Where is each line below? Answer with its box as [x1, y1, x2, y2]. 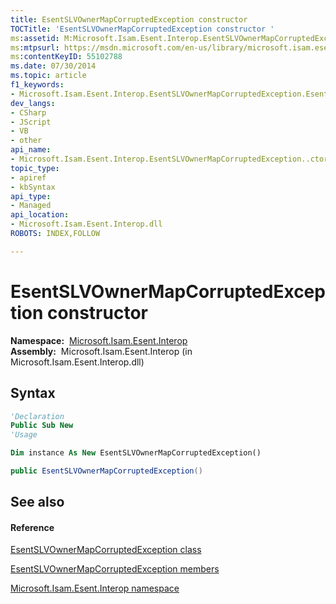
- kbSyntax [10, 182, 56, 192]
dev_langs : [10, 98, 56, 108]
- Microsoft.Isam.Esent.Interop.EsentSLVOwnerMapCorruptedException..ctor [10, 154, 329, 164]
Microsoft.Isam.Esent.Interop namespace [10, 582, 180, 595]
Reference [10, 521, 55, 533]
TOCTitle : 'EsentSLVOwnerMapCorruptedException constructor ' [10, 24, 275, 34]
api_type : [10, 191, 52, 201]
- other [10, 136, 43, 146]
